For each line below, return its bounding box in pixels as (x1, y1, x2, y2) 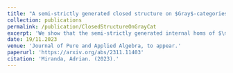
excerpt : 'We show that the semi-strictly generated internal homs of (7, 29, 216, 37)
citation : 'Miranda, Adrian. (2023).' (7, 56, 119, 63)
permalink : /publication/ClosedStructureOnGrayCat (7, 23, 157, 30)
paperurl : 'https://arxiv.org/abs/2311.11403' (7, 49, 144, 56)
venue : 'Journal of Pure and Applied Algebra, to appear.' (7, 42, 182, 49)
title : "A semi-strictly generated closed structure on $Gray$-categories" (7, 10, 231, 17)
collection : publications (7, 17, 82, 24)
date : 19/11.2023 (7, 36, 58, 43)
